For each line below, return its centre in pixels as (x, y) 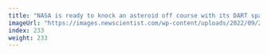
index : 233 (26, 30)
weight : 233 (28, 38)
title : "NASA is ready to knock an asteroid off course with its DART (128, 15)
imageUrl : (25, 23)
